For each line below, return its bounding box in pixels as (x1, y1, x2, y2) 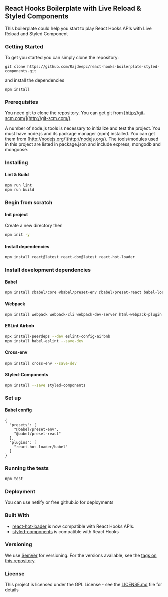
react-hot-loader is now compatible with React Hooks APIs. (12, 523, 135, 529)
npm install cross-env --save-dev (5, 361, 77, 366)
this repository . (5, 557, 36, 564)
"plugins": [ (9, 440, 37, 445)
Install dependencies (5, 243, 50, 249)
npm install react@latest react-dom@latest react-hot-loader (5, 255, 135, 260)
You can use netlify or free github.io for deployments (5, 499, 114, 505)
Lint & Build (5, 171, 29, 177)
